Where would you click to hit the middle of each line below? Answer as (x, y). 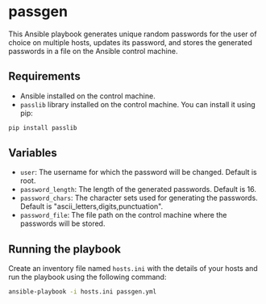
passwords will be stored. (62, 223)
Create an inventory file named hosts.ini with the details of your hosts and (133, 269)
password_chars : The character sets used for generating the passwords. (139, 198)
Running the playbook (64, 249)
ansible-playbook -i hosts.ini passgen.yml (83, 292)
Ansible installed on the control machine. (87, 96)
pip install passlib (43, 127)
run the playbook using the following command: (87, 277)
